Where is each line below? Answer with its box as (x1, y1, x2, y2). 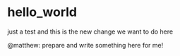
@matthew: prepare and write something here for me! (7, 41, 164, 49)
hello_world (7, 4, 78, 20)
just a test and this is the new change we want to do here (7, 27, 174, 36)
